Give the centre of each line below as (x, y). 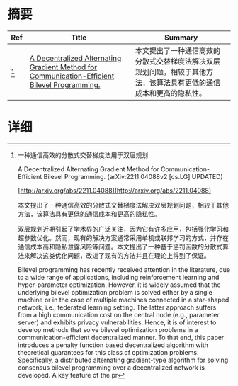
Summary (181, 38)
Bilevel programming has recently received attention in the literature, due (124, 269)
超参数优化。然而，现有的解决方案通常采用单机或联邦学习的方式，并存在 (123, 237)
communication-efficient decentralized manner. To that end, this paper (121, 337)
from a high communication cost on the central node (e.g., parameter (118, 314)
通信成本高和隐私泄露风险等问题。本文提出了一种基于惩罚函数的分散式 (120, 246)
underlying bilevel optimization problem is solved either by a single (115, 292)
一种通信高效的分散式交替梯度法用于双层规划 (83, 155)
